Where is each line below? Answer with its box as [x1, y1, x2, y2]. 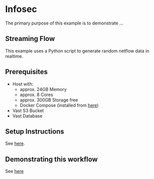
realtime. [5, 53, 23, 59]
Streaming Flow [5, 34, 55, 43]
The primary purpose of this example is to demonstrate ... [5, 20, 124, 26]
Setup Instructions [5, 127, 64, 135]
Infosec [5, 3, 37, 15]
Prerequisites [5, 67, 48, 76]
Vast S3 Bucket [12, 107, 44, 113]
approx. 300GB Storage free [19, 96, 78, 103]
